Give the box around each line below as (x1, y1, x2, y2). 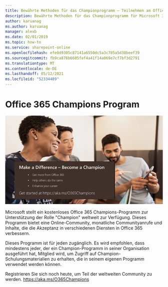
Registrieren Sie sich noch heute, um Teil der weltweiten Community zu (5, 271, 152, 277)
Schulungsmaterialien (5, 256, 50, 262)
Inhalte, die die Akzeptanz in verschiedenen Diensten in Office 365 (5, 225, 143, 231)
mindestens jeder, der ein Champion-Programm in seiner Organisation (5, 245, 149, 251)
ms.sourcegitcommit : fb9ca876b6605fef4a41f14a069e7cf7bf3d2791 (5, 55, 140, 60)
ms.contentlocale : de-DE (5, 66, 57, 71)
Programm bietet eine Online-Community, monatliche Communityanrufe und (5, 220, 162, 226)
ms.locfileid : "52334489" (5, 76, 59, 82)
